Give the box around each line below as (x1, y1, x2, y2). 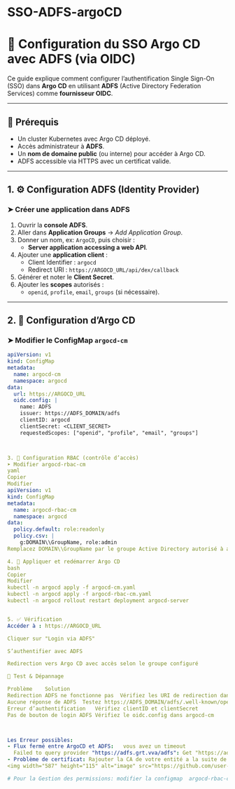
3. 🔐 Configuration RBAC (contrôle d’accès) (7, 454, 139, 461)
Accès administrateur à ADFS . (17, 141, 105, 151)
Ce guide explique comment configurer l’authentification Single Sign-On (7, 74, 215, 83)
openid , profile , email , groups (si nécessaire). (27, 288, 159, 296)
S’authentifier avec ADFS (7, 648, 83, 655)
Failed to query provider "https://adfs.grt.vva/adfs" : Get (13, 750, 192, 757)
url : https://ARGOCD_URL (13, 390, 86, 398)
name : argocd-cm (13, 370, 61, 378)
